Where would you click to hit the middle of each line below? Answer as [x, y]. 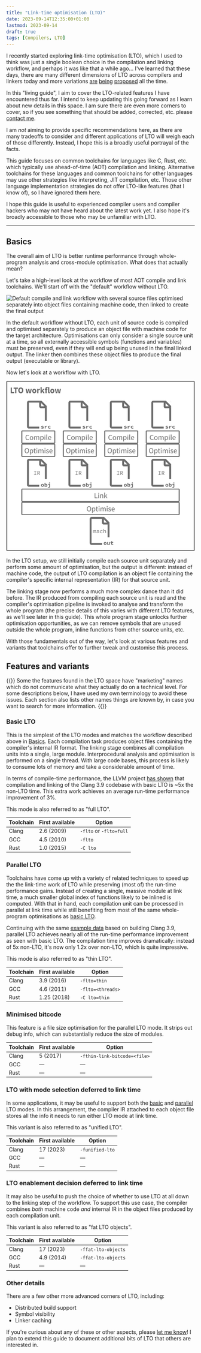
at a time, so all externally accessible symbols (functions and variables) [94, 341]
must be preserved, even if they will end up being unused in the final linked [99, 348]
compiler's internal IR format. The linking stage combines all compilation [95, 747]
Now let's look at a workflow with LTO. [53, 372]
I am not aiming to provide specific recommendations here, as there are [94, 130]
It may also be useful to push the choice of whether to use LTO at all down [98, 1196]
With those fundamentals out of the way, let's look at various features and [97, 641]
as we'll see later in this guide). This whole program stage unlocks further [97, 617]
